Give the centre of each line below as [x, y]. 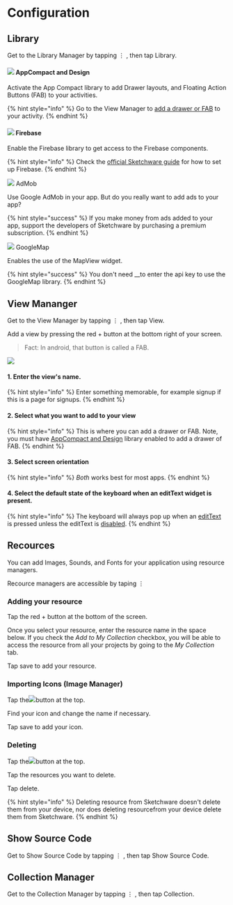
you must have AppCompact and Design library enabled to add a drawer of [115, 438]
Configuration [49, 13]
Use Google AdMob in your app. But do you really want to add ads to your [113, 197]
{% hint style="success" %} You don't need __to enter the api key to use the [116, 274]
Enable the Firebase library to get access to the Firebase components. [108, 149]
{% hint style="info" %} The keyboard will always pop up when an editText [114, 516]
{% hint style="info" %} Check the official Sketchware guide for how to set [114, 162]
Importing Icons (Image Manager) [65, 684]
